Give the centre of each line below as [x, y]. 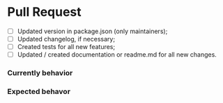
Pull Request [44, 12]
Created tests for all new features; [66, 47]
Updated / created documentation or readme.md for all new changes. [117, 55]
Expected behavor [39, 92]
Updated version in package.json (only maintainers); [92, 31]
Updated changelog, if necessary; [66, 39]
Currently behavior [40, 73]
